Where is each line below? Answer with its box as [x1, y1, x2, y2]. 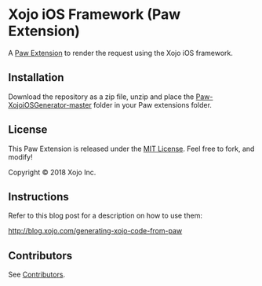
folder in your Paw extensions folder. [93, 100, 212, 109]
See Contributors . [8, 269, 65, 280]
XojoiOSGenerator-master [8, 100, 92, 109]
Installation [8, 71, 64, 84]
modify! [8, 152, 33, 162]
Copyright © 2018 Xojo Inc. [8, 167, 96, 177]
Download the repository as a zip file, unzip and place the [8, 92, 195, 101]
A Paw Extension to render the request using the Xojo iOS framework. [8, 48, 234, 57]
